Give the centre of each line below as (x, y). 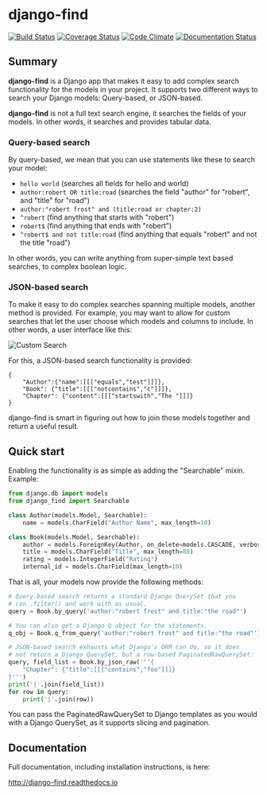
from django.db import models (58, 494)
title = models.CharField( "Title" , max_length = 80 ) (108, 552)
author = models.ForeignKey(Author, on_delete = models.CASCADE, (130, 544)
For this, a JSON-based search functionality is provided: (100, 360)
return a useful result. (44, 427)
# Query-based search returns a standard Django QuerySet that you (122, 597)
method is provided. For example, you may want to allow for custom (119, 313)
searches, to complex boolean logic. (68, 267)
